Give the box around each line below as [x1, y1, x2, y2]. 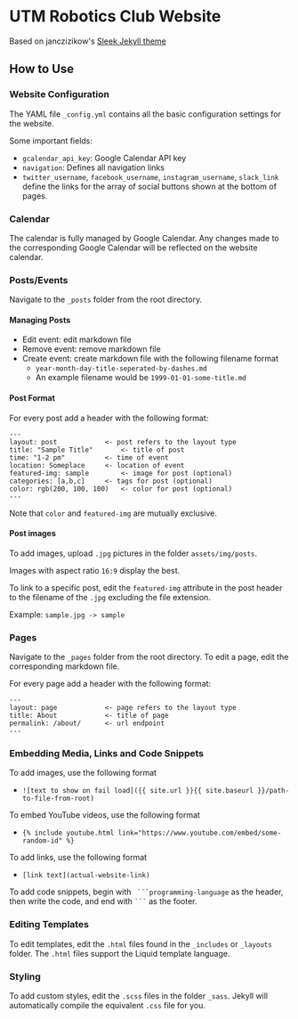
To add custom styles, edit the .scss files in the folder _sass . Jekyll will [9, 990, 269, 1001]
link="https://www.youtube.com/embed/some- [117, 828, 282, 838]
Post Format [9, 393, 56, 404]
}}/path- [257, 787, 290, 795]
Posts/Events [9, 273, 68, 286]
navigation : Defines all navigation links [21, 162, 165, 173]
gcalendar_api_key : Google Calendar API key [21, 152, 187, 163]
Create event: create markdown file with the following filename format [21, 354, 278, 364]
